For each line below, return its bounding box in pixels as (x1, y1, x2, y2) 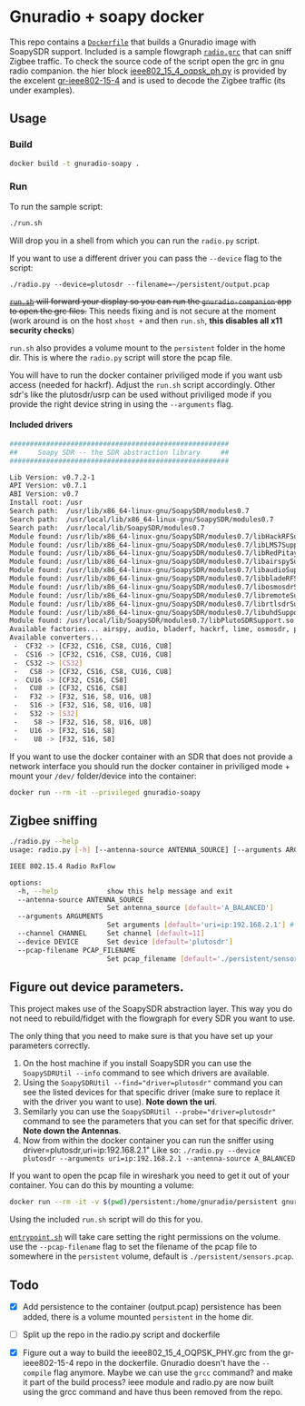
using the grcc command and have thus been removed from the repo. (22, 1387, 283, 1398)
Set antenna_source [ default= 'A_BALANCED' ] (106, 904, 274, 913)
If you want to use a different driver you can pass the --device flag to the (9, 252, 283, 263)
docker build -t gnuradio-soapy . (9, 159, 141, 168)
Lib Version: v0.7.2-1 (9, 472, 95, 482)
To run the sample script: (9, 201, 103, 212)
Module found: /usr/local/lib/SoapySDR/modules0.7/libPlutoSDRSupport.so (9, 616, 295, 626)
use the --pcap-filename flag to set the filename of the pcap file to (9, 1242, 257, 1253)
